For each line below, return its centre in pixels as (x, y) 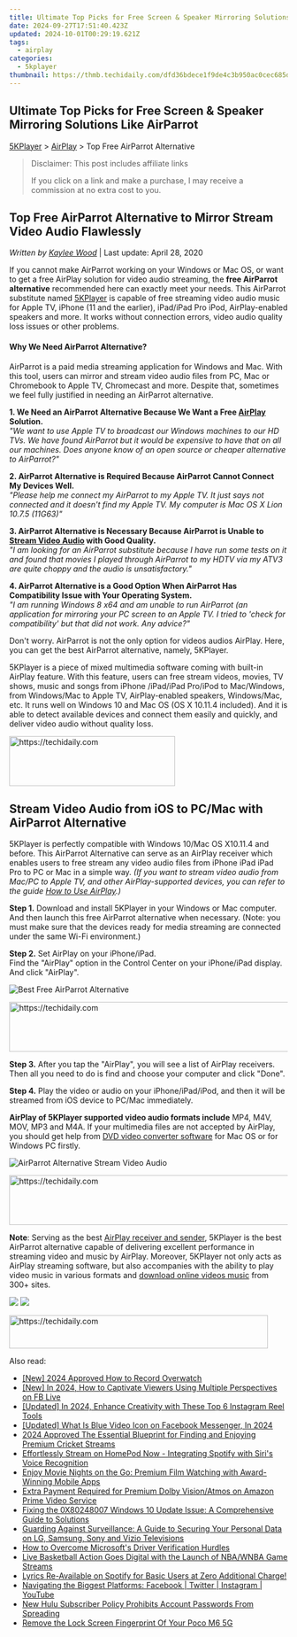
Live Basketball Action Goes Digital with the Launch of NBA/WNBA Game (155, 1557)
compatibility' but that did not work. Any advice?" (100, 623)
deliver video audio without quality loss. (81, 724)
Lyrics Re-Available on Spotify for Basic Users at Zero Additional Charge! (154, 1576)
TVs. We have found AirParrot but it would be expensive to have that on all (145, 440)
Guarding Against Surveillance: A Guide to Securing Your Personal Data (152, 1529)
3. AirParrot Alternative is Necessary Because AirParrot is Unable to (137, 531)
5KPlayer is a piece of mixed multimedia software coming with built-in (136, 667)
